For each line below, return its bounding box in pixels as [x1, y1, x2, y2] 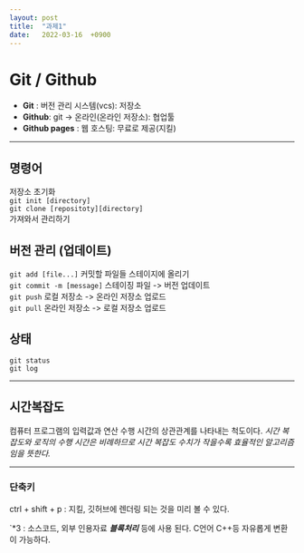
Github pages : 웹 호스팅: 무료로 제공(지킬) [22, 123, 176, 134]
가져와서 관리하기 [9, 214, 71, 225]
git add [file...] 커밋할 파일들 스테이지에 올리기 [9, 268, 190, 279]
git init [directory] [9, 197, 91, 206]
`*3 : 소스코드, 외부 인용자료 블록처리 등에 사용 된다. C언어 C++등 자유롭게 [9, 522, 271, 533]
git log [9, 364, 39, 373]
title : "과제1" [9, 22, 67, 31]
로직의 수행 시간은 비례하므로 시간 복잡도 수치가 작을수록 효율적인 [33, 436, 263, 447]
